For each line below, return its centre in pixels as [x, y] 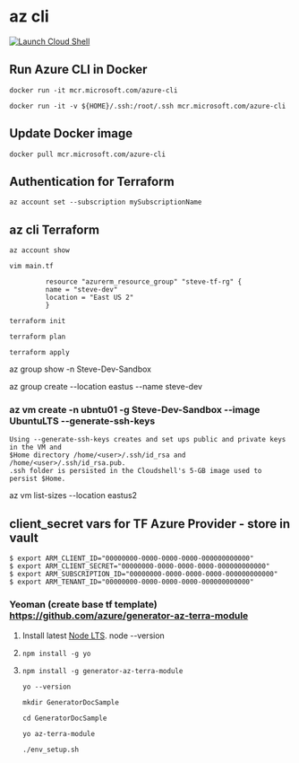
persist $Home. [38, 479]
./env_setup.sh [51, 750]
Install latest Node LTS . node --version [94, 636]
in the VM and [36, 447]
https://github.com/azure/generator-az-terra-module [129, 616]
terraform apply [39, 353]
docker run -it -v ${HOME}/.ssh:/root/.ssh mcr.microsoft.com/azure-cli [148, 106]
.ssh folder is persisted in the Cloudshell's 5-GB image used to [136, 471]
